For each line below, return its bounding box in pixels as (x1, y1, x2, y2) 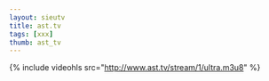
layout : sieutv (9, 12, 66, 22)
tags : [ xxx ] (9, 29, 53, 38)
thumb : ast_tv (9, 37, 62, 47)
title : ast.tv (9, 21, 62, 30)
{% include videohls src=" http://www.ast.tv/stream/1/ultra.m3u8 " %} (9, 62, 261, 73)
